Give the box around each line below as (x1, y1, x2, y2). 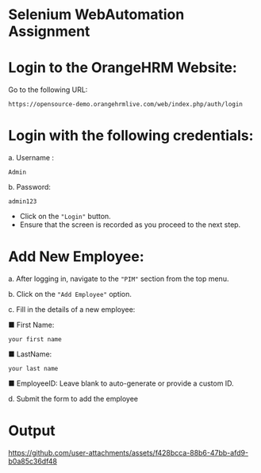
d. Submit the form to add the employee (8, 394, 139, 403)
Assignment (8, 22, 90, 40)
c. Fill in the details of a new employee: (8, 305, 136, 314)
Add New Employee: (8, 248, 144, 266)
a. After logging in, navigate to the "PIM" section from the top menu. (8, 274, 229, 283)
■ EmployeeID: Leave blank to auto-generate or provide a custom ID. (8, 379, 234, 388)
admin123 (8, 198, 37, 206)
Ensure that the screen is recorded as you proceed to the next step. (19, 220, 241, 229)
